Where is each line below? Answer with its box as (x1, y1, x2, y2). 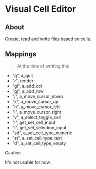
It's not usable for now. (5, 159, 51, 165)
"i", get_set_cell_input (12, 119, 56, 125)
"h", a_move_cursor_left (12, 104, 60, 110)
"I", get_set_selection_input (12, 124, 67, 130)
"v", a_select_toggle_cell (12, 114, 61, 120)
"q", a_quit (12, 72, 33, 78)
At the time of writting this (17, 63, 69, 69)
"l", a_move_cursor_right (12, 109, 61, 115)
